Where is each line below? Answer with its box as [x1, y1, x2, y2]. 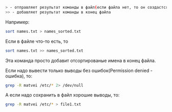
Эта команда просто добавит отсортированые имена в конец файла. [5, 57, 156, 64]
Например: [5, 18, 30, 25]
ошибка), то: [5, 72, 32, 79]
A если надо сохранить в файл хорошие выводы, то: [5, 92, 120, 98]
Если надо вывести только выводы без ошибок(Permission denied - [5, 67, 153, 73]
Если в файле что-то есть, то [5, 38, 68, 44]
